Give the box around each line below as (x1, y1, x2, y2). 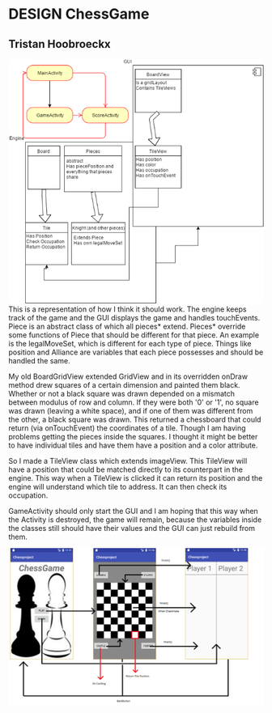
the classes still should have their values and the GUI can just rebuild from (8, 523, 256, 533)
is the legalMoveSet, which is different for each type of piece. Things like (8, 338, 252, 348)
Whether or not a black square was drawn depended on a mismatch (8, 388, 236, 398)
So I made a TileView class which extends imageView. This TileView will (8, 456, 248, 465)
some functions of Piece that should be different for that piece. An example (8, 329, 260, 340)
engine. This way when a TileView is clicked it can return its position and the (8, 473, 263, 482)
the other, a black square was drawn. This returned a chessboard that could (8, 414, 261, 424)
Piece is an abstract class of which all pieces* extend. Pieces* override (8, 321, 246, 331)
